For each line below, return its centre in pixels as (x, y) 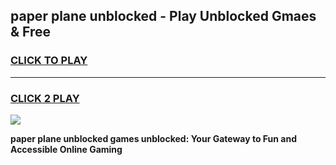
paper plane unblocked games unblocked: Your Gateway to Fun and (153, 138)
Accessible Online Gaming (66, 149)
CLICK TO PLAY (49, 61)
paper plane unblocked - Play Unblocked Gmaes (163, 16)
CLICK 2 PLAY (45, 98)
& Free (31, 32)
